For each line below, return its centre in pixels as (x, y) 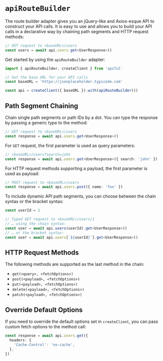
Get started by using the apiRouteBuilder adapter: (55, 60)
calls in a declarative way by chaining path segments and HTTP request (77, 31)
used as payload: (22, 173)
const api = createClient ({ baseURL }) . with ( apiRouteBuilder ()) (72, 91)
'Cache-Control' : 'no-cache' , (45, 345)
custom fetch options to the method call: (45, 327)
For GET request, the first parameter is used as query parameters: (70, 145)
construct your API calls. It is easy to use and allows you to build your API (79, 26)
